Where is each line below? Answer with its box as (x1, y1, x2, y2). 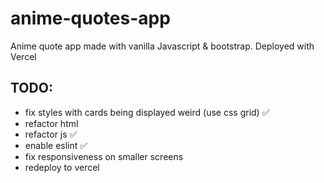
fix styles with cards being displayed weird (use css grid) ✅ (24, 106, 270, 118)
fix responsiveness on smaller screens (24, 150, 184, 162)
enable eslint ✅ (24, 139, 88, 151)
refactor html (24, 117, 79, 129)
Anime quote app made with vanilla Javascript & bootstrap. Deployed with (10, 40, 315, 52)
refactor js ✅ (24, 128, 78, 140)
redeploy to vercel (24, 161, 100, 173)
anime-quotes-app (10, 7, 171, 30)
